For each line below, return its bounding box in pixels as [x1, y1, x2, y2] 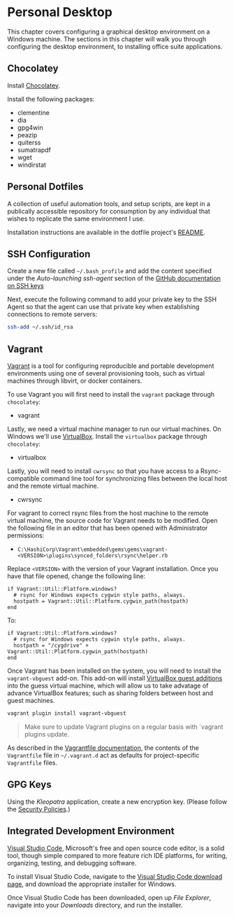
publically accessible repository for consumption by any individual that [7, 207, 211, 215]
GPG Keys [7, 779, 52, 791]
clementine [17, 108, 50, 116]
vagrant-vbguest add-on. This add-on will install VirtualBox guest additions [7, 674, 223, 683]
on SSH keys [7, 282, 44, 290]
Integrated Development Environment [7, 825, 175, 838]
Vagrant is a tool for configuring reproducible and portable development [7, 362, 214, 370]
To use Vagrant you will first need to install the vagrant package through [7, 390, 215, 399]
